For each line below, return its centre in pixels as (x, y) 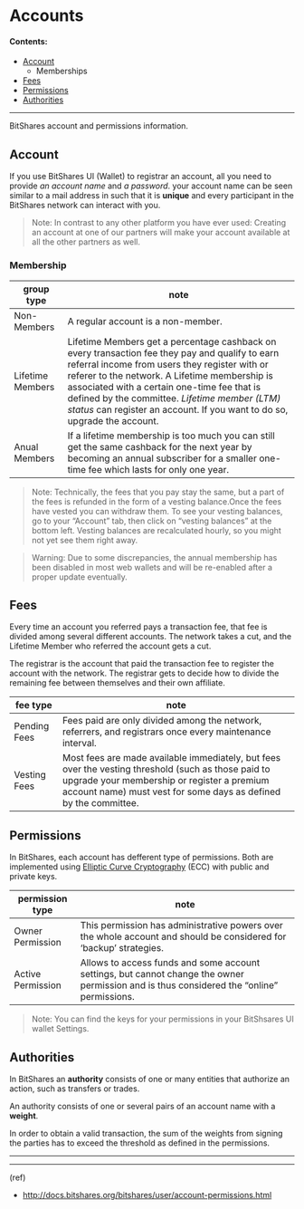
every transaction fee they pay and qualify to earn (173, 352)
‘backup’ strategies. (122, 948)
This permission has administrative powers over (181, 926)
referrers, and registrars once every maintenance (166, 732)
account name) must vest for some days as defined (171, 792)
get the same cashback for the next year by (160, 446)
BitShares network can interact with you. (85, 206)
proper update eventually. (80, 577)
